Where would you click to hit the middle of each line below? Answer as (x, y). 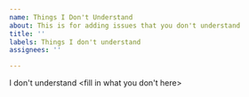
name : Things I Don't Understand (71, 17)
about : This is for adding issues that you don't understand (125, 26)
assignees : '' (36, 50)
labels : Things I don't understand (75, 42)
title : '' (28, 34)
